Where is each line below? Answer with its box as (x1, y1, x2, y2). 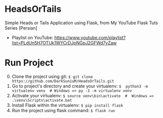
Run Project (4, 57, 54, 69)
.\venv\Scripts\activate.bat (11, 98, 72, 103)
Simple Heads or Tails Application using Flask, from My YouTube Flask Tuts (4, 20, 158, 26)
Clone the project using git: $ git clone (11, 73, 93, 79)
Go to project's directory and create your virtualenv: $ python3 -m (11, 83, 148, 89)
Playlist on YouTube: (11, 35, 54, 40)
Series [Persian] (4, 25, 38, 31)
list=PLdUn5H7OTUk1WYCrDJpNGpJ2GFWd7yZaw (11, 39, 117, 45)
